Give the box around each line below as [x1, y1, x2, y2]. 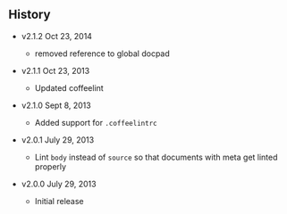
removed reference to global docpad [34, 48, 171, 59]
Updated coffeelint [34, 82, 104, 93]
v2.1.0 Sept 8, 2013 [21, 100, 91, 111]
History [8, 7, 51, 22]
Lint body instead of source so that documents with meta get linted [34, 152, 278, 162]
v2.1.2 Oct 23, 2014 [21, 30, 93, 41]
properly [34, 160, 67, 172]
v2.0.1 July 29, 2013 [21, 134, 95, 145]
